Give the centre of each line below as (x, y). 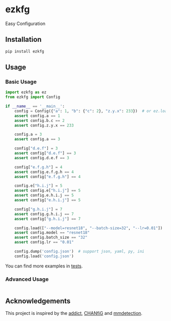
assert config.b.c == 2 (40, 120)
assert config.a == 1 (37, 116)
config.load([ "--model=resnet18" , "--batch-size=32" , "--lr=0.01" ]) (89, 228)
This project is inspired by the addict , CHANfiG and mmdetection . (74, 313)
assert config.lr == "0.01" (44, 242)
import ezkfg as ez (26, 92)
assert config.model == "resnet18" (52, 233)
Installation (23, 40)
